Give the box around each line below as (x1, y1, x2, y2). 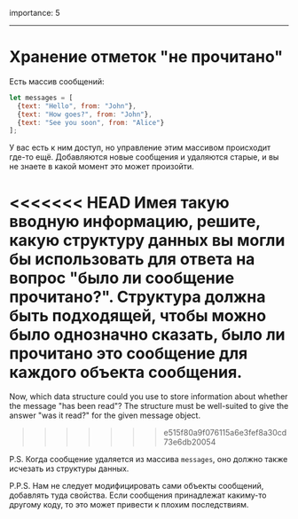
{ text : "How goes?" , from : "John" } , (17, 110, 153, 119)
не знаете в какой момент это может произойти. (9, 161, 195, 172)
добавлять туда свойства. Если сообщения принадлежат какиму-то (9, 490, 267, 500)
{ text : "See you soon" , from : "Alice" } (17, 118, 165, 127)
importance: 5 (9, 8, 60, 18)
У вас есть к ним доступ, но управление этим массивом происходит (9, 142, 271, 153)
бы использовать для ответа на (9, 248, 255, 269)
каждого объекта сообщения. (9, 362, 242, 382)
